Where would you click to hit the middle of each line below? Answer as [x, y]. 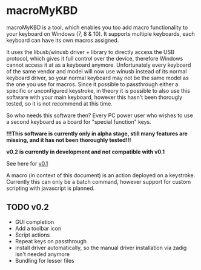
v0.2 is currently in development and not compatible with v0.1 [86, 152]
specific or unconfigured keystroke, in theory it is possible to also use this [98, 90]
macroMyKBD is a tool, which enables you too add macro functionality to [97, 27]
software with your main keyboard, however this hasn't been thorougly [94, 97]
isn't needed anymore [42, 254]
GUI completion [35, 221]
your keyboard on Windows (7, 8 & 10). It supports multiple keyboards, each [100, 33]
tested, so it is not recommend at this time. [60, 103]
